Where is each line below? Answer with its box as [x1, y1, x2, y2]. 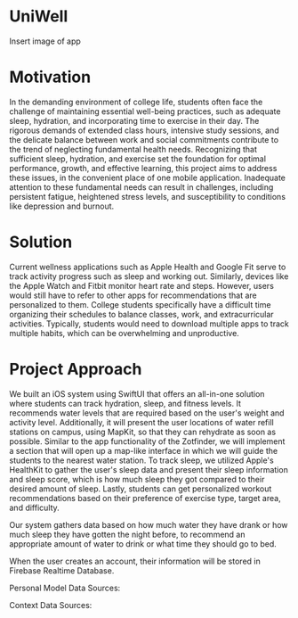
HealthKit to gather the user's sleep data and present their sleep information [9, 464, 289, 474]
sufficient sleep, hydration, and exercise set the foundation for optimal [9, 153, 267, 164]
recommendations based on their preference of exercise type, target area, [9, 492, 282, 503]
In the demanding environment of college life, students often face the [9, 96, 263, 107]
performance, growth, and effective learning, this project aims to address [9, 162, 278, 173]
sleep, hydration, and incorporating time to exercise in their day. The [9, 115, 260, 126]
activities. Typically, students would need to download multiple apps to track [9, 318, 289, 329]
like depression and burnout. [9, 201, 115, 211]
